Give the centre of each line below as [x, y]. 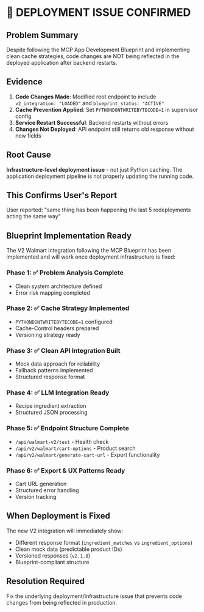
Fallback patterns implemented [54, 371]
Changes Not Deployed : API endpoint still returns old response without [104, 129]
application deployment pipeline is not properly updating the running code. [100, 176]
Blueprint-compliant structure [52, 562]
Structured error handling [47, 490]
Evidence [24, 82]
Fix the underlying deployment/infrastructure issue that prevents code [94, 596]
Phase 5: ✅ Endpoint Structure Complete [68, 429]
